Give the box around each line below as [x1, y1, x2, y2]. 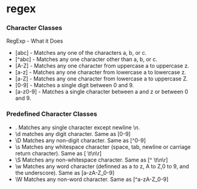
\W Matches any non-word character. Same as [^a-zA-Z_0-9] [15, 176, 169, 183]
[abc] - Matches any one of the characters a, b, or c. [15, 49, 147, 57]
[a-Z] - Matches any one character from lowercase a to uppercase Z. [15, 75, 188, 82]
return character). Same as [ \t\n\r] [15, 149, 102, 157]
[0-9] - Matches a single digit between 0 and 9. [15, 82, 134, 89]
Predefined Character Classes [6, 110, 97, 118]
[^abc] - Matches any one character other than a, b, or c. [15, 55, 158, 63]
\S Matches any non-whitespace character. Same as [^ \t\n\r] [15, 156, 168, 163]
